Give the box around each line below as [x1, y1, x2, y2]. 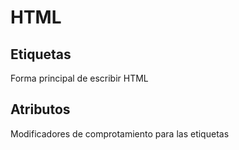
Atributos [10, 101, 71, 118]
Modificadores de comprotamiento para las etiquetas [10, 127, 230, 140]
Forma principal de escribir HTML [10, 72, 149, 84]
